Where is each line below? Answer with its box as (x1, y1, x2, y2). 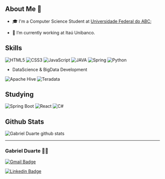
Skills (5, 44, 22, 52)
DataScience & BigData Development (12, 66, 87, 72)
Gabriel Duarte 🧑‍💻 (5, 148, 49, 154)
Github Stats (5, 118, 44, 126)
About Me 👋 (5, 5, 42, 13)
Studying (5, 90, 34, 99)
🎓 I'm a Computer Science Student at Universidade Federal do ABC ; (12, 18, 152, 24)
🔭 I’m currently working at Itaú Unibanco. (12, 30, 95, 35)
